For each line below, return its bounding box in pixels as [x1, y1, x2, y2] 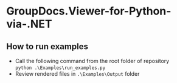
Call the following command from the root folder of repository [15, 58, 170, 64]
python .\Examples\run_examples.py [15, 65, 106, 71]
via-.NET [6, 17, 53, 31]
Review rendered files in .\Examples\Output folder [15, 70, 140, 77]
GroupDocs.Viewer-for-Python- [6, 4, 172, 18]
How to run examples [6, 41, 88, 51]
